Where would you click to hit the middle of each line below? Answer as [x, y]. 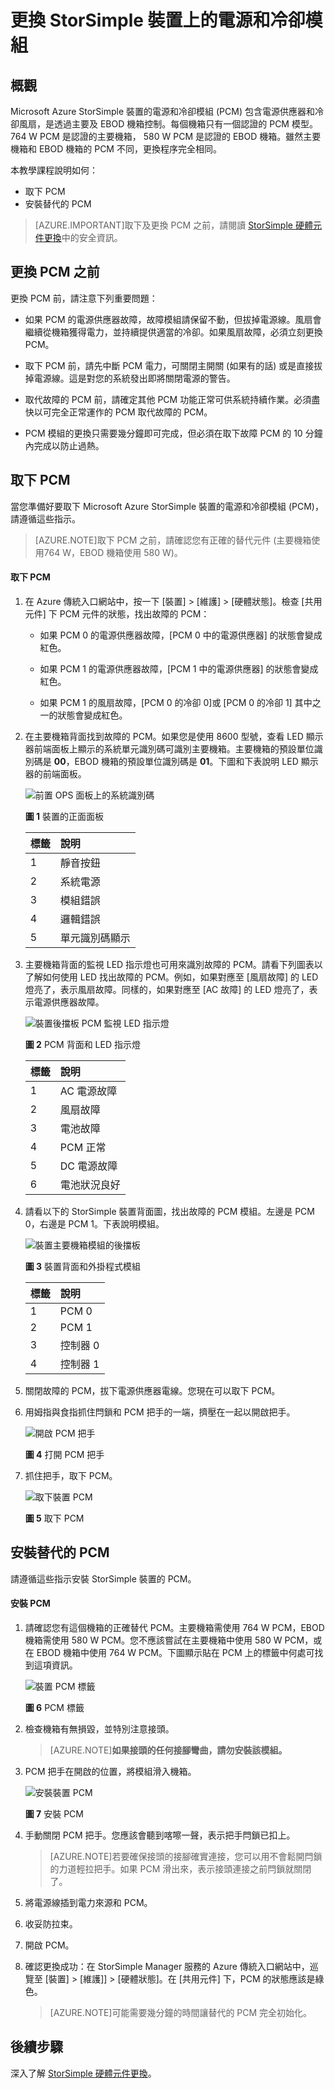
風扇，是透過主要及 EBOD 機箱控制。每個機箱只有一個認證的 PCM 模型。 [168, 124]
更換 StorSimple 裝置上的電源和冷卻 [158, 20]
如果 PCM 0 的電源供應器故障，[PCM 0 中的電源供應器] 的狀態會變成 [181, 635]
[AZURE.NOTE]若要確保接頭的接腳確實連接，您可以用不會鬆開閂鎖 [186, 1856]
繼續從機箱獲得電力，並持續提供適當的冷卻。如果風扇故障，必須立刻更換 [173, 332]
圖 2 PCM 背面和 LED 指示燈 [82, 1044]
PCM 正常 [83, 1147]
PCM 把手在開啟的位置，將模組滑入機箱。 [110, 1771]
